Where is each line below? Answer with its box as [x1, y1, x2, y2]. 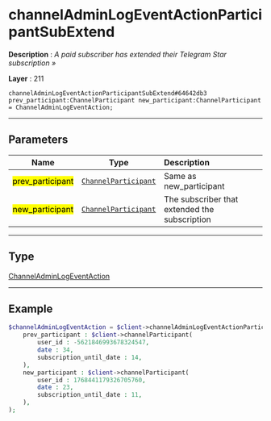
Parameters [8, 133, 69, 147]
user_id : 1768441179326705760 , [37, 376, 147, 384]
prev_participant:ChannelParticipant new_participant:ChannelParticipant [8, 96, 262, 104]
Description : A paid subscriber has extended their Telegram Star [8, 49, 227, 59]
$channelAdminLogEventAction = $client [8, 323, 143, 331]
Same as [164, 170, 197, 181]
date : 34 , [37, 346, 74, 354]
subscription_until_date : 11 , [37, 391, 143, 399]
